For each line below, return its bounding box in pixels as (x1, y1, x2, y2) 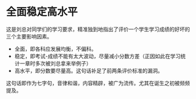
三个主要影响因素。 (6, 33, 52, 40)
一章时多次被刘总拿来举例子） (19, 59, 92, 67)
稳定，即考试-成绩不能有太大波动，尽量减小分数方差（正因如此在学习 (14, 52, 181, 59)
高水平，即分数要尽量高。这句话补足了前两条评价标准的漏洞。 (14, 67, 163, 74)
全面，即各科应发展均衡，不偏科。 (14, 45, 97, 52)
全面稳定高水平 (6, 5, 78, 19)
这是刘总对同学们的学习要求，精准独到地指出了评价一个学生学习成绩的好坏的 (6, 26, 190, 33)
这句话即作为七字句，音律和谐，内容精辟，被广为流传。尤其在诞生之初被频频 (6, 79, 190, 86)
